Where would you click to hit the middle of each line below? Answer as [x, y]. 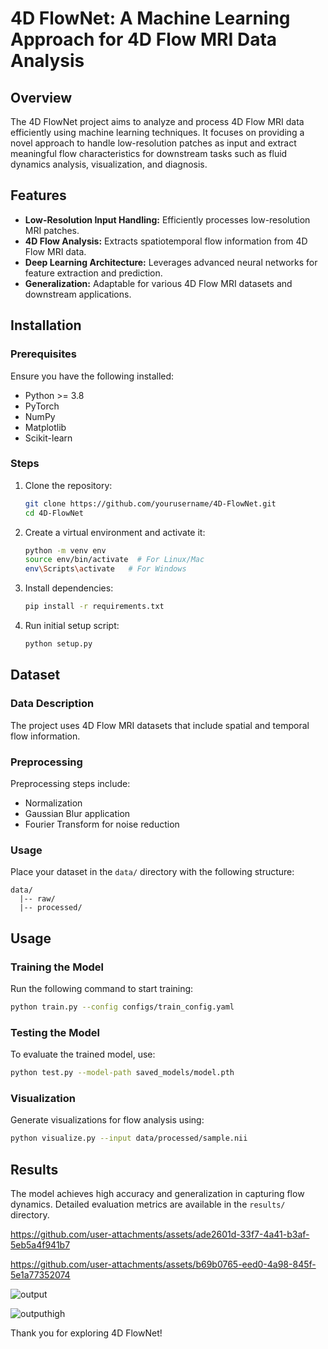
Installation [46, 325]
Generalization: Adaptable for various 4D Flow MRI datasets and [158, 283]
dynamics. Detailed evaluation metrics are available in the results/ [148, 1204]
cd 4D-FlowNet [54, 513]
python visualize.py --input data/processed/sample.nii [129, 1138]
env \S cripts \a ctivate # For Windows [105, 569]
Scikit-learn [48, 438]
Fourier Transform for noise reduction [102, 824]
